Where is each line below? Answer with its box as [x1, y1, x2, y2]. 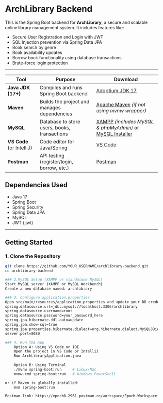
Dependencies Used [5, 181, 68, 189]
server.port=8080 [5, 331, 40, 336]
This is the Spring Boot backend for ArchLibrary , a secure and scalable [5, 19, 148, 25]
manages [39, 104, 61, 111]
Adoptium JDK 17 [96, 87, 137, 94]
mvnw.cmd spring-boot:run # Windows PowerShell [14, 371, 116, 376]
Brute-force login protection [12, 60, 68, 66]
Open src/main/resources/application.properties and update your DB [5, 299, 147, 304]
